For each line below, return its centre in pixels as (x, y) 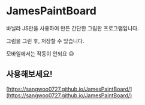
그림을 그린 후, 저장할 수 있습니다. (46, 41)
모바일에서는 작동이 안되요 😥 (40, 53)
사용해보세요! (29, 74)
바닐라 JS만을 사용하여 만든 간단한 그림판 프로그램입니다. (72, 28)
